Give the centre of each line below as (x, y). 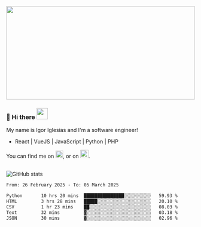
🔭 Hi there (21, 117)
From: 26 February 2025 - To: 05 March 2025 (63, 185)
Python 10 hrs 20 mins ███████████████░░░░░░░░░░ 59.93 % (92, 196)
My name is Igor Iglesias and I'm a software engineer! (72, 130)
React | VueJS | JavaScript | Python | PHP (66, 142)
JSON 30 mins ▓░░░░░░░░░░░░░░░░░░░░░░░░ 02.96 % (92, 218)
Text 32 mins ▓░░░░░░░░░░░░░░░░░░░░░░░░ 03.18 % (92, 212)
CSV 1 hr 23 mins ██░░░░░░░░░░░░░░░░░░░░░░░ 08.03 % (92, 207)
